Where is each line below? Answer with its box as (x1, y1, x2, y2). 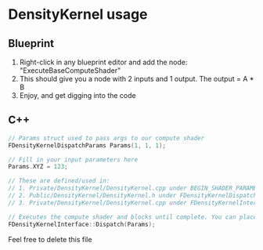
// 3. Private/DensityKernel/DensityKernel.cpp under (8, 198, 188, 207)
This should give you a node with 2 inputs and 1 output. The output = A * (19, 74, 254, 83)
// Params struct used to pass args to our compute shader (8, 134, 205, 142)
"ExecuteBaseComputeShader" (19, 66, 121, 75)
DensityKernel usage (8, 5, 148, 24)
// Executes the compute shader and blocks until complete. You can (8, 213, 236, 221)
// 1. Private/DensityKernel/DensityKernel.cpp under (8, 184, 188, 193)
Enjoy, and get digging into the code (19, 91, 136, 100)
